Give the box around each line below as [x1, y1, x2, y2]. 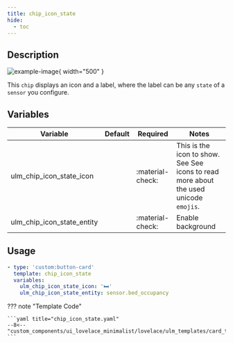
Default [105, 129, 130, 138]
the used [176, 184, 205, 193]
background [176, 222, 216, 231]
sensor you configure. [7, 88, 69, 97]
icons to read [176, 167, 220, 176]
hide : [7, 17, 23, 24]
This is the [176, 141, 210, 150]
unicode [176, 193, 203, 202]
